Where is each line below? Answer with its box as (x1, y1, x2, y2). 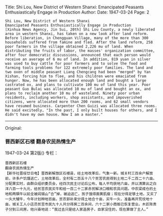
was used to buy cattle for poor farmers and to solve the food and (5, 61, 147, 66)
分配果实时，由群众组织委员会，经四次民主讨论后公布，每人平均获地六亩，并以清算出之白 (5, 182, 157, 186)
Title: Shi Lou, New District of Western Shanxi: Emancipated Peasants (5, 4, 144, 10)
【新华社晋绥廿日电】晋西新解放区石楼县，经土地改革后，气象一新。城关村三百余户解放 (5, 171, 153, 176)
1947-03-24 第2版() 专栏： (5, 150, 59, 156)
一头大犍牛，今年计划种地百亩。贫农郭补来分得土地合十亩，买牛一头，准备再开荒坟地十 (5, 197, 153, 202)
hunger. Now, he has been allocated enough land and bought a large (5, 78, 147, 83)
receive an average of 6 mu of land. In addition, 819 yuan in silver (5, 57, 151, 62)
